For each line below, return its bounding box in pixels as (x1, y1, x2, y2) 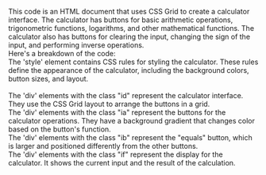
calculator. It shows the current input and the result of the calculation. (8, 158, 236, 167)
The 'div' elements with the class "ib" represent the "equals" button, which (8, 133, 253, 142)
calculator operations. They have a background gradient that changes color (8, 116, 256, 125)
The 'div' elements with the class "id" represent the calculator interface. (8, 91, 244, 100)
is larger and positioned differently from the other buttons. (8, 142, 199, 150)
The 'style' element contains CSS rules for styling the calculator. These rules (8, 57, 259, 67)
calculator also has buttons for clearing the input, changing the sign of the (8, 32, 251, 41)
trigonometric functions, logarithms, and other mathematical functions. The (8, 24, 255, 32)
